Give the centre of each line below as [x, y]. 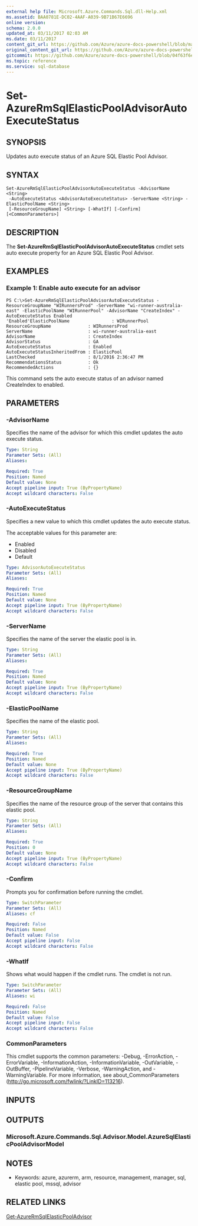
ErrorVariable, [23, 1063]
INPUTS [21, 1100]
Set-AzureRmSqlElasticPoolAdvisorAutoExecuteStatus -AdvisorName [88, 189]
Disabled [25, 550]
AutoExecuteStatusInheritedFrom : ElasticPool [64, 352]
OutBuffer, [19, 1069]
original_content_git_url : [39, 50]
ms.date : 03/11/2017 [32, 39]
